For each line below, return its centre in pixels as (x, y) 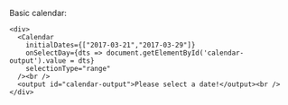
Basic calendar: (38, 13)
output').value (38, 61)
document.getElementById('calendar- (175, 53)
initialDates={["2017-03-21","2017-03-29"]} (111, 45)
